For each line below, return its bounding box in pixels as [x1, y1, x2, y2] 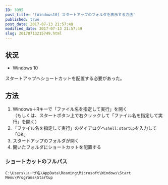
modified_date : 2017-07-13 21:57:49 [5, 26, 82, 31]
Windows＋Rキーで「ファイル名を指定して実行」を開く [12, 106, 128, 112]
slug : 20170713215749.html [5, 31, 62, 36]
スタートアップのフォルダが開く [12, 137, 79, 143]
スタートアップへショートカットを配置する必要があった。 [5, 75, 125, 81]
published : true [5, 17, 39, 22]
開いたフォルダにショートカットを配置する [12, 144, 101, 150]
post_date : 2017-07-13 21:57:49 [5, 21, 73, 27]
